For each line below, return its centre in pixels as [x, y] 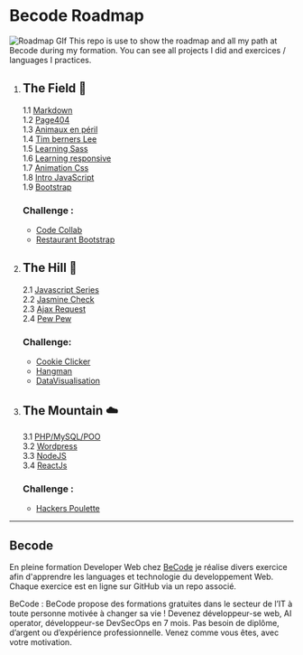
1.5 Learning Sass [55, 148]
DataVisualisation [68, 381]
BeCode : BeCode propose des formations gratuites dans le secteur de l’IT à [151, 604]
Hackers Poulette [68, 509]
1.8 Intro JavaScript [58, 177]
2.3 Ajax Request [54, 309]
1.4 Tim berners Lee [60, 139]
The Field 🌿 [55, 88]
